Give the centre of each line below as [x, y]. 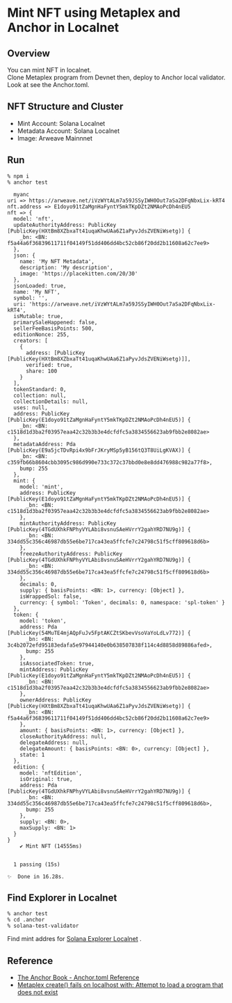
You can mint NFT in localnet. [49, 70]
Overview [29, 53]
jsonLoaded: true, [40, 286]
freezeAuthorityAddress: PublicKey [71, 554]
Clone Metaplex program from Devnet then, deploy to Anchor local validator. [116, 77]
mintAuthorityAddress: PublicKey [68, 523]
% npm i [18, 176]
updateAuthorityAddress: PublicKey [65, 225]
